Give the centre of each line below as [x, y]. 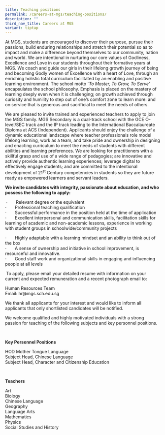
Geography [16, 406]
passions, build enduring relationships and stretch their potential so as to [79, 47]
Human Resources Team [30, 288]
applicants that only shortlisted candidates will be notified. [64, 308]
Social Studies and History [32, 427]
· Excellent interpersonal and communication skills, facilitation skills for [81, 217]
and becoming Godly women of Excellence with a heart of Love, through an [82, 73]
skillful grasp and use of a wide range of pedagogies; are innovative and [78, 156]
